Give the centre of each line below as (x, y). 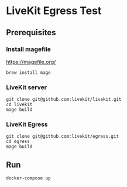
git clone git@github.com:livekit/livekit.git (64, 100)
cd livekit (19, 105)
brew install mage (28, 72)
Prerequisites (31, 33)
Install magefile (29, 49)
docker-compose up (28, 178)
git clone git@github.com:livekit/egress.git (62, 137)
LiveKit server (26, 87)
